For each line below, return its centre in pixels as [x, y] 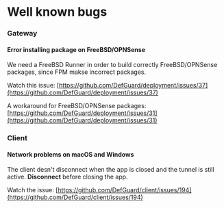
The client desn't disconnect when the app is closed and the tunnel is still [111, 170]
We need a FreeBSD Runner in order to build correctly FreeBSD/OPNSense [112, 65]
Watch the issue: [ [33, 190]
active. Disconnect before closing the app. [67, 177]
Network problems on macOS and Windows [71, 154]
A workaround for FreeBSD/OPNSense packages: [77, 106]
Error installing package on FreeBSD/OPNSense [76, 49]
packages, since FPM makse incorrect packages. [77, 72]
